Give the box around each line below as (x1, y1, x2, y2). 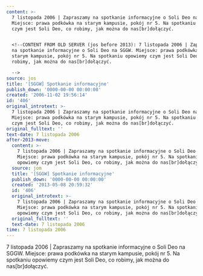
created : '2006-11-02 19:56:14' (6, 92, 88, 98)
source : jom (11, 165, 42, 171)
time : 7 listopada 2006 (6, 227, 66, 233)
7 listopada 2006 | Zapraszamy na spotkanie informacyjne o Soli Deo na (6, 243, 185, 251)
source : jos (6, 75, 36, 82)
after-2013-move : (6, 137, 50, 143)
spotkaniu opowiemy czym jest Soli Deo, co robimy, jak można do (6, 256, 170, 263)
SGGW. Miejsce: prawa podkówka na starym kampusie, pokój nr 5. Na (6, 250, 180, 257)
